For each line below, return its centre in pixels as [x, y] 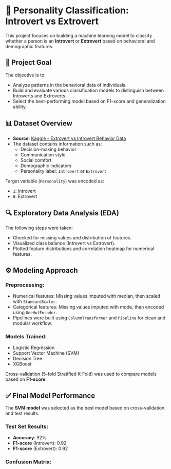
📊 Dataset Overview [39, 123]
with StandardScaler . [35, 301]
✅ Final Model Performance [50, 395]
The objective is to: [26, 75]
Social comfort [36, 160]
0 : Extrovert [25, 196]
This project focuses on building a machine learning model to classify [79, 35]
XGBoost [22, 364]
